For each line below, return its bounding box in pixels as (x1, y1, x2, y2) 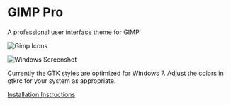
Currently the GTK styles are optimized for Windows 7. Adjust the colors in (7, 69, 225, 77)
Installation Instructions (7, 90, 76, 99)
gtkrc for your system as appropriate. (7, 76, 116, 85)
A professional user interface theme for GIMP (7, 28, 140, 36)
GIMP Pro (7, 4, 64, 21)
